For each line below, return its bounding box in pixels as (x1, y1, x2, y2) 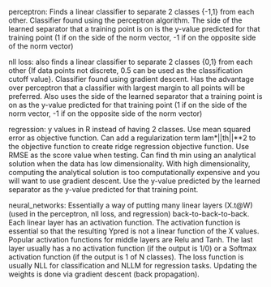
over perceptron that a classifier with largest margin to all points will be (8, 83, 246, 92)
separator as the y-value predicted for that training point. (8, 185, 199, 194)
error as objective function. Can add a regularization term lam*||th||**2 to (8, 133, 256, 143)
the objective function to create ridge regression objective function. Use (8, 142, 250, 151)
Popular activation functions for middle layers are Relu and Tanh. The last (8, 235, 253, 244)
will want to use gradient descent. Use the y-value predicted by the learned (8, 176, 260, 186)
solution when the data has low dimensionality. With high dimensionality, (8, 159, 251, 169)
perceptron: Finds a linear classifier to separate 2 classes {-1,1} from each (8, 7, 255, 16)
